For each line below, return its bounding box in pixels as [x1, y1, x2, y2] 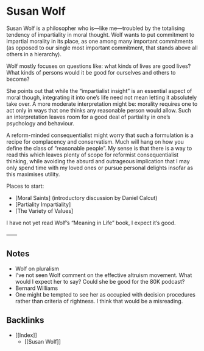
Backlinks [6, 315, 44, 325]
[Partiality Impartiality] [15, 201, 71, 208]
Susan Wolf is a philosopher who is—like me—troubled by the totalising [6, 24, 185, 32]
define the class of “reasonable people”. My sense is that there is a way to [6, 144, 192, 152]
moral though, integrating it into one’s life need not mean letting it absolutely [6, 94, 197, 101]
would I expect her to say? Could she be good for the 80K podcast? [15, 278, 185, 285]
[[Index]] [15, 331, 38, 339]
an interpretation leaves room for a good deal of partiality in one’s [6, 113, 171, 120]
